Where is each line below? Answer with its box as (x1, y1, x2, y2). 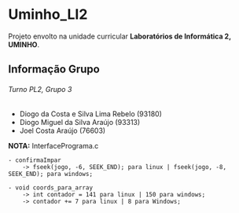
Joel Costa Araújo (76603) (19, 126, 106, 135)
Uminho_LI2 (8, 6, 88, 24)
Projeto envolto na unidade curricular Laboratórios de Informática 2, (8, 31, 232, 41)
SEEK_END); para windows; (8, 170, 93, 178)
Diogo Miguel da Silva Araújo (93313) (19, 117, 141, 127)
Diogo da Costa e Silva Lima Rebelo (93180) (19, 108, 163, 119)
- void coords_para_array (8, 183, 93, 192)
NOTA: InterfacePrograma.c (8, 141, 99, 150)
